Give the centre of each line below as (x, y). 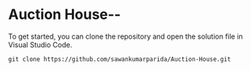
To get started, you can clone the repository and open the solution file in (126, 36)
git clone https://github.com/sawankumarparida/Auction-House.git (120, 59)
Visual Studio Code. (40, 44)
